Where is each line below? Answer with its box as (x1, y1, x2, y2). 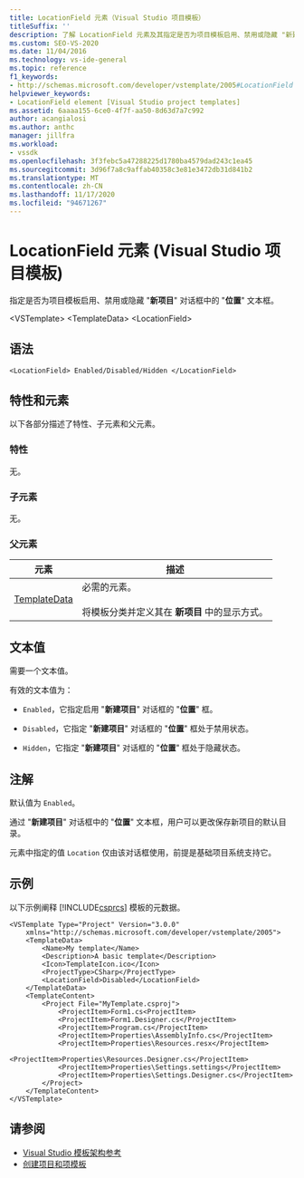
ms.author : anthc (9, 123, 75, 132)
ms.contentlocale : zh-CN (9, 182, 103, 191)
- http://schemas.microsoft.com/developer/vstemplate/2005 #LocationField (9, 81, 294, 90)
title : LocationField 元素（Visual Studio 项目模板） (9, 13, 205, 23)
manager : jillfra (9, 131, 75, 140)
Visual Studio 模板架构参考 (22, 1147, 122, 1158)
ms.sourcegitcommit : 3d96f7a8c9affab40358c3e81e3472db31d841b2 (9, 165, 253, 174)
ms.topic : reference (9, 64, 88, 73)
